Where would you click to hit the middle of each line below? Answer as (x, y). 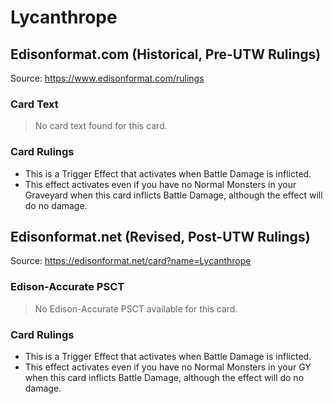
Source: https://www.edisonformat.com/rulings (107, 78)
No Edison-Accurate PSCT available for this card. (136, 308)
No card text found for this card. (101, 126)
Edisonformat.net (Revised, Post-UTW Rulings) (160, 236)
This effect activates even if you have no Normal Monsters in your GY (168, 367)
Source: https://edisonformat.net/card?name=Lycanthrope (131, 261)
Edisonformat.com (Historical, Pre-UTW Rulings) (166, 54)
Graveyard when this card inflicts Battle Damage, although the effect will (173, 195)
